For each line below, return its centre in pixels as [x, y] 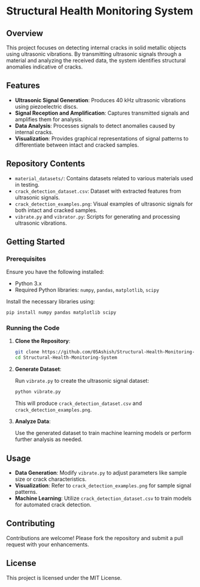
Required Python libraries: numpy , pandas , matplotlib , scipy [87, 290]
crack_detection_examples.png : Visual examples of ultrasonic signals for [104, 204]
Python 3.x [28, 284]
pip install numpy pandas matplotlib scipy [61, 313]
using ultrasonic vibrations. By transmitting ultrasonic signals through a [94, 54]
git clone [27, 352]
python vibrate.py [38, 392]
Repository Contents [46, 164]
